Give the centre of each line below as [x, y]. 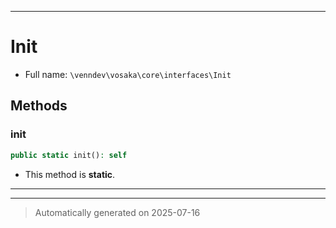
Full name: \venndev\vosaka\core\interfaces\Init [128, 74]
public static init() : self [69, 155]
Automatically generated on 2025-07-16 [117, 212]
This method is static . [70, 174]
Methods [39, 106]
